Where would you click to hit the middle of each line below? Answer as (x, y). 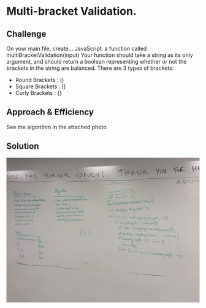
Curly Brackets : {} (39, 93)
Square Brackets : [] (40, 86)
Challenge (26, 34)
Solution (23, 146)
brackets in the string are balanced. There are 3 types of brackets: (90, 68)
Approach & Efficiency (50, 112)
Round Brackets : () (40, 80)
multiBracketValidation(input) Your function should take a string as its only (100, 55)
